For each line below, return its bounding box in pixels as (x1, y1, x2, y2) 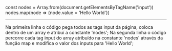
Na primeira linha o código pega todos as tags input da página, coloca (5, 24, 154, 30)
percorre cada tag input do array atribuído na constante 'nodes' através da (5, 35, 163, 41)
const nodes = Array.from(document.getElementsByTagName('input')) (5, 5, 154, 10)
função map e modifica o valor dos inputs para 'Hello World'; (5, 40, 134, 46)
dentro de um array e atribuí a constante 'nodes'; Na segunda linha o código (5, 30, 166, 35)
